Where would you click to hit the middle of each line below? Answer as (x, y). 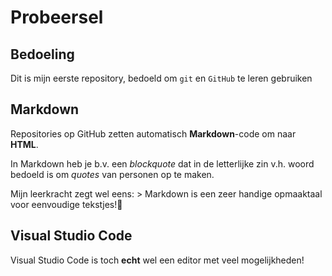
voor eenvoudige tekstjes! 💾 (66, 204)
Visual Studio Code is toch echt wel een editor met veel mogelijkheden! (157, 260)
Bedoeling (42, 54)
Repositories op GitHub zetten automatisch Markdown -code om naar (153, 133)
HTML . (24, 144)
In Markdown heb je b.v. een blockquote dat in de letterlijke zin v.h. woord (162, 163)
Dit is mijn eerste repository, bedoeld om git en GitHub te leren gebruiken (161, 78)
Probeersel (57, 17)
